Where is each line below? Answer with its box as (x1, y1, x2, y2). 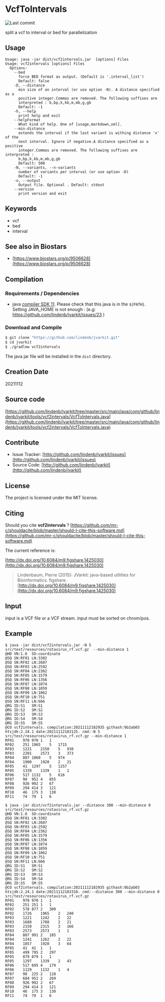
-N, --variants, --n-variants (14, 165, 76, 170)
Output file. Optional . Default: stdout (18, 182, 105, 187)
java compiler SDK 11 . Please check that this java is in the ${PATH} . (12, 301, 146, 307)
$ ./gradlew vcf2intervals (5, 345, 61, 350)
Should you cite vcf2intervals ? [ (5, 522, 72, 528)
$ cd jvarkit (5, 340, 32, 345)
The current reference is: (5, 547, 56, 553)
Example (5, 630, 33, 638)
